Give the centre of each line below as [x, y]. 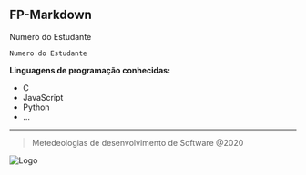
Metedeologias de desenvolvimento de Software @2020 [138, 142]
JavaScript [43, 97]
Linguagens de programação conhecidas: [90, 70]
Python [36, 107]
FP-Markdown [51, 15]
